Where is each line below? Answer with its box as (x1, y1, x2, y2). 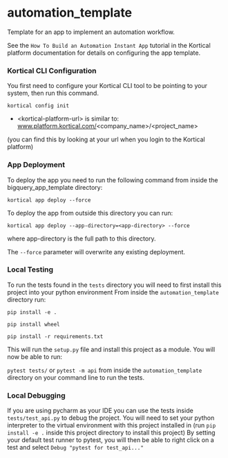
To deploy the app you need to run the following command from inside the (7, 175, 218, 184)
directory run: (7, 295, 46, 303)
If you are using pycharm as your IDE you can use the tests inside (7, 407, 193, 415)
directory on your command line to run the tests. (7, 373, 145, 382)
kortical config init (7, 103, 70, 109)
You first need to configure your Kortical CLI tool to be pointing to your (7, 82, 207, 90)
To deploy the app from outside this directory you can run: (7, 209, 173, 217)
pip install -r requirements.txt (7, 333, 104, 340)
